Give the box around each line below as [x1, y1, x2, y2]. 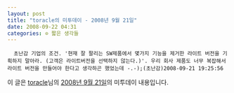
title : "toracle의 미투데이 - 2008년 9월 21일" [7, 17, 138, 24]
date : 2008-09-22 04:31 [7, 23, 77, 30]
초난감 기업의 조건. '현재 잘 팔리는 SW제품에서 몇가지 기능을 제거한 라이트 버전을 [13, 50, 220, 57]
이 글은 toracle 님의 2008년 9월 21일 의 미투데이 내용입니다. [7, 78, 169, 87]
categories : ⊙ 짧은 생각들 [7, 29, 79, 37]
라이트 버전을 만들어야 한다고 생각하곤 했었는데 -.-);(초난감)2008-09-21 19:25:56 [7, 65, 223, 72]
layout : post [7, 10, 46, 17]
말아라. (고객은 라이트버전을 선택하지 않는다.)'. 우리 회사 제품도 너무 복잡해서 [24, 57, 226, 65]
